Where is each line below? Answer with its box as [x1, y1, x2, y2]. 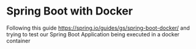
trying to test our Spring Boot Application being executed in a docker [6, 30, 179, 38]
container [6, 37, 31, 44]
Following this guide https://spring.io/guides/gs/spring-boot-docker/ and [6, 24, 190, 31]
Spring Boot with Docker [6, 4, 133, 18]
